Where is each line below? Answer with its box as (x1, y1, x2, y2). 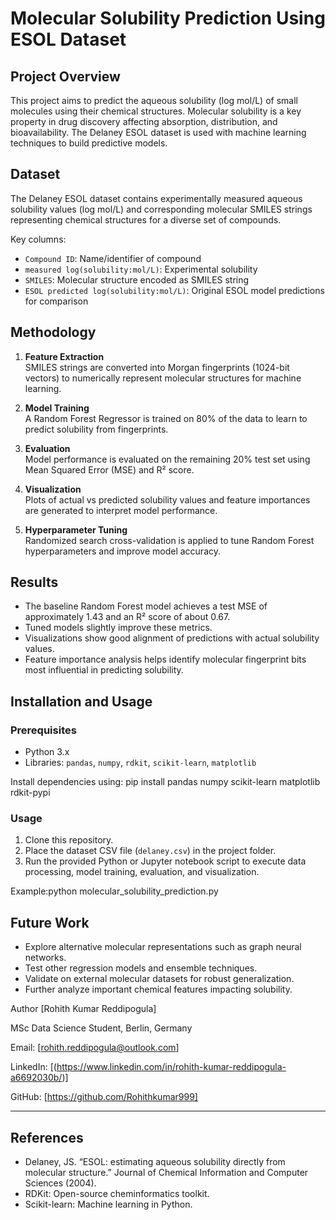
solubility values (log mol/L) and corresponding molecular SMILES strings (10, 203, 313, 215)
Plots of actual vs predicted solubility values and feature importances (24, 493, 311, 506)
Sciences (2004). (24, 1177, 97, 1189)
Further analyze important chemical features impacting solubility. (24, 983, 293, 996)
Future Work (10, 914, 90, 931)
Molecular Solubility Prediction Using (10, 7, 326, 30)
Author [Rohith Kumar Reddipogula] (10, 1003, 157, 1015)
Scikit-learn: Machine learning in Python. (24, 1198, 193, 1211)
